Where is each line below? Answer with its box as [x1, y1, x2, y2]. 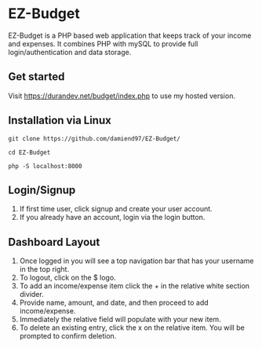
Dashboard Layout [8, 235, 100, 248]
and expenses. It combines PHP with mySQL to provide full [8, 38, 198, 48]
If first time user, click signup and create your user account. [19, 204, 213, 214]
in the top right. [19, 265, 69, 274]
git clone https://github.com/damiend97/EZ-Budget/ [8, 134, 180, 142]
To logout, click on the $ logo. [19, 273, 116, 283]
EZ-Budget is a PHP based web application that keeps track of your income [8, 31, 252, 40]
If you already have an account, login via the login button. [19, 213, 206, 222]
